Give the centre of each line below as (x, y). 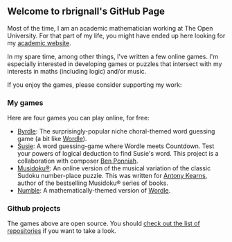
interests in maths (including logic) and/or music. (77, 71)
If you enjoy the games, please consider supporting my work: (95, 84)
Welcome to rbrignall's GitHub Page (86, 11)
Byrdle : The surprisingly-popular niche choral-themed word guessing (116, 131)
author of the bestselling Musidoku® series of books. (92, 183)
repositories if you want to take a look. (62, 231)
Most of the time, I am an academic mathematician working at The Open (110, 28)
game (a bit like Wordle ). (52, 139)
